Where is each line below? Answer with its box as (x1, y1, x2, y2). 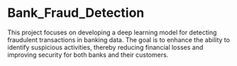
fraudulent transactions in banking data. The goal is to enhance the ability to (7, 35, 231, 44)
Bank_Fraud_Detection (7, 5, 145, 21)
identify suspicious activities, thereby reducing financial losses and (7, 43, 204, 51)
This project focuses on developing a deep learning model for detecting (7, 28, 217, 37)
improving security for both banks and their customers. (7, 51, 169, 59)
